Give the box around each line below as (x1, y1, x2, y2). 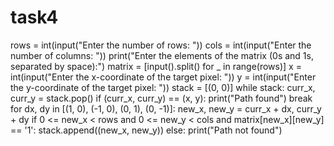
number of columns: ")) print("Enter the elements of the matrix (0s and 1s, (10, 49, 314, 61)
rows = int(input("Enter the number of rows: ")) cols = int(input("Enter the (10, 39, 312, 51)
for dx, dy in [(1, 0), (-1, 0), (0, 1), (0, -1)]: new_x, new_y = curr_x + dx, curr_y (10, 102, 322, 115)
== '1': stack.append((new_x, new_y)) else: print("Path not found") (10, 124, 283, 136)
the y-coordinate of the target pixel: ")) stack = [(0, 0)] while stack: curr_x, (10, 81, 316, 93)
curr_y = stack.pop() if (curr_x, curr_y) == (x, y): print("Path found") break (10, 92, 313, 104)
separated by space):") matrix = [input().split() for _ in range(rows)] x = (10, 60, 302, 72)
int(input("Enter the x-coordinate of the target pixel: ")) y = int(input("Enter (10, 71, 317, 83)
